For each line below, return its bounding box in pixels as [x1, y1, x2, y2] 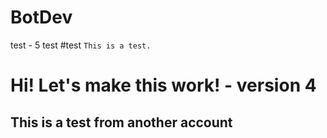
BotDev [10, 6, 73, 29]
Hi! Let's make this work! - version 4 [10, 74, 317, 97]
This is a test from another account [10, 114, 233, 131]
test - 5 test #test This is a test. [10, 39, 152, 51]
